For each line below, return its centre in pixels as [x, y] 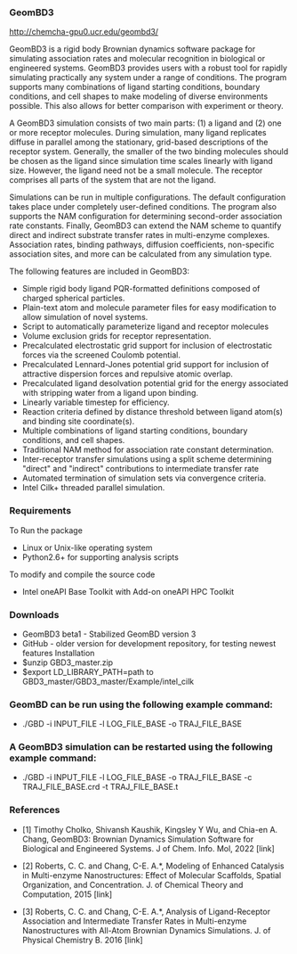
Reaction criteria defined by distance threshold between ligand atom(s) [152, 412]
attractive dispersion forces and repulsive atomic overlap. [128, 374]
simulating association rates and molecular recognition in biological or [137, 59]
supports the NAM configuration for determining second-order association [146, 217]
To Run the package [46, 530]
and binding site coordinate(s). [78, 422]
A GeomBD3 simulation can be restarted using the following [141, 747]
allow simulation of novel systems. [85, 317]
